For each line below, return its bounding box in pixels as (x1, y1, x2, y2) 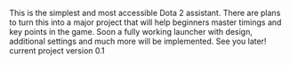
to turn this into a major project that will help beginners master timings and (9, 17, 282, 28)
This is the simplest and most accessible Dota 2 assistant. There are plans (9, 8, 281, 18)
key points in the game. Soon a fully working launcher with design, (9, 27, 254, 37)
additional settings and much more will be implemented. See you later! (9, 36, 267, 46)
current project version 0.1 (9, 45, 105, 56)
